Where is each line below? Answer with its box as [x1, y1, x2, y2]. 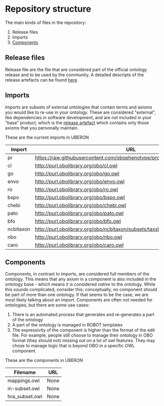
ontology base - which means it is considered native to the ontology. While [5, 281, 156, 287]
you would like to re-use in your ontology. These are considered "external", [5, 109, 156, 115]
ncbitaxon [7, 226, 30, 233]
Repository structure [5, 3, 91, 15]
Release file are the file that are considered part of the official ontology [5, 66, 147, 72]
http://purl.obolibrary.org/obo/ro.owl [35, 186, 118, 192]
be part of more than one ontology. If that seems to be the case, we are [5, 292, 149, 298]
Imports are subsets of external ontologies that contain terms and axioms [5, 104, 152, 110]
